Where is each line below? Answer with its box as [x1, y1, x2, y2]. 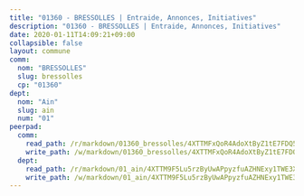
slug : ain [17, 106, 54, 115]
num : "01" [17, 114, 54, 123]
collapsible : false [9, 38, 83, 48]
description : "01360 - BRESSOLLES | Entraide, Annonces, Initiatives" [9, 22, 281, 31]
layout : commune [9, 47, 71, 56]
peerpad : [9, 123, 43, 132]
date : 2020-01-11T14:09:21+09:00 [9, 30, 136, 39]
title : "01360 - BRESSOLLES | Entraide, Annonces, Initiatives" [9, 13, 257, 23]
